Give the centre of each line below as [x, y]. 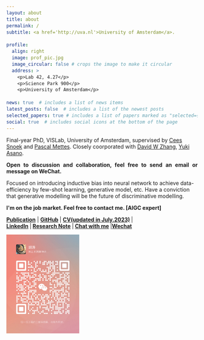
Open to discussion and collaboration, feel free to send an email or [102, 165]
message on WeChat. [34, 171]
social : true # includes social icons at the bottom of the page [92, 122]
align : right [28, 52]
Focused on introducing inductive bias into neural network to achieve [93, 183]
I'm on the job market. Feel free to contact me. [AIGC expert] [84, 207]
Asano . [15, 153]
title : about [23, 19]
